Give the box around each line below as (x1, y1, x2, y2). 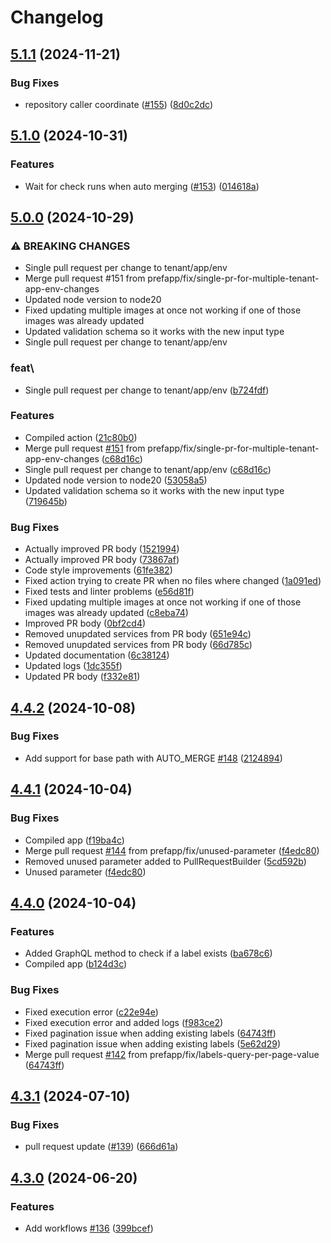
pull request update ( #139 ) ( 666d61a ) (24, 1141, 179, 1153)
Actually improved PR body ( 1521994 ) (24, 543, 180, 555)
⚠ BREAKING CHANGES (10, 239, 131, 253)
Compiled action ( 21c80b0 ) (24, 431, 138, 443)
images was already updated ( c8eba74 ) (24, 607, 189, 619)
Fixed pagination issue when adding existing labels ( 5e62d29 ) (24, 1037, 281, 1050)
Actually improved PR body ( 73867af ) (24, 554, 180, 566)
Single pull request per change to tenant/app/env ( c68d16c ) (24, 463, 272, 475)
